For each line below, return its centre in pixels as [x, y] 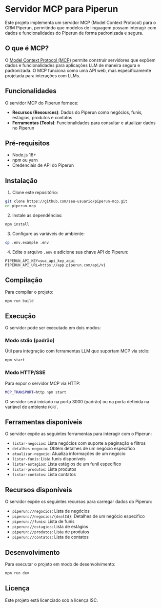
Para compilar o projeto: [29, 292]
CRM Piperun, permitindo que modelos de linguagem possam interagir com [81, 27]
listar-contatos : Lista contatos [44, 475]
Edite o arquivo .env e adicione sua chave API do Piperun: [70, 252]
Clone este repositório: [35, 193]
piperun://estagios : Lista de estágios [50, 527]
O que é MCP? [27, 48]
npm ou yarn [25, 160]
